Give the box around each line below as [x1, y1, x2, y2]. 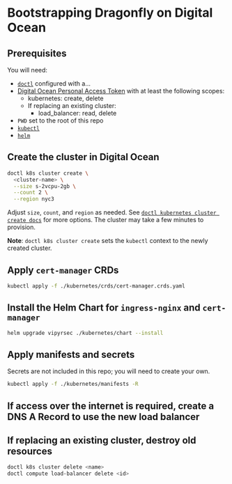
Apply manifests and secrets [7, 348, 135, 360]
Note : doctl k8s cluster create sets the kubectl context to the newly [7, 237, 208, 245]
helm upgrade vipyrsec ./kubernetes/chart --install [7, 329, 164, 336]
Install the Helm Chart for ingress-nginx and [7, 302, 201, 314]
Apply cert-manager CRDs [7, 264, 119, 276]
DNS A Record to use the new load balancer [7, 411, 200, 423]
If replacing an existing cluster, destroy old [7, 435, 196, 446]
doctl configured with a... [17, 79, 91, 88]
